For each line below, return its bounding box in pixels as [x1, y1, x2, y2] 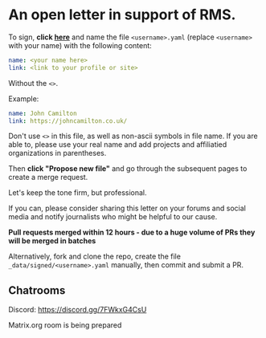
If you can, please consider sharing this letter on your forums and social [8, 203, 247, 214]
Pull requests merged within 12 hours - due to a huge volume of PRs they [8, 227, 256, 238]
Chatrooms [8, 283, 66, 297]
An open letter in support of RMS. [8, 6, 236, 24]
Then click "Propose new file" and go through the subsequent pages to [8, 164, 248, 173]
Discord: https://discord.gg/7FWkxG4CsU [8, 305, 147, 315]
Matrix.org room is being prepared [8, 320, 122, 330]
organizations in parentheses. [8, 149, 107, 158]
